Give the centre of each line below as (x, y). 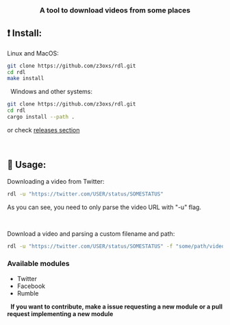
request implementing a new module (60, 313)
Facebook (31, 286)
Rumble (28, 293)
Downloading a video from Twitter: (56, 181)
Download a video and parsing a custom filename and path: (91, 233)
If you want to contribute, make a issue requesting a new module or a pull (116, 306)
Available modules (38, 264)
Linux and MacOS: (33, 53)
